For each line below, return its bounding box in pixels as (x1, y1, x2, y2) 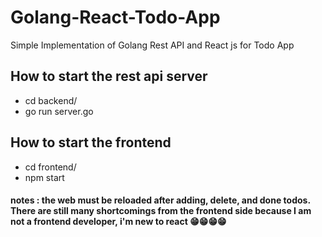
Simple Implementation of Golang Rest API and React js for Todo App (10, 39, 295, 51)
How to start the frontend (10, 134, 172, 151)
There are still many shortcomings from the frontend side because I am (10, 205, 312, 217)
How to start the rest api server (10, 68, 208, 85)
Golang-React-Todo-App (10, 6, 221, 29)
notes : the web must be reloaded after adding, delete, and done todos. (10, 194, 311, 206)
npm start (24, 171, 65, 183)
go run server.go (24, 105, 94, 117)
